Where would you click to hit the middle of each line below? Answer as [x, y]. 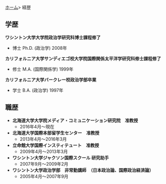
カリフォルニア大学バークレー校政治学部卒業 [51, 80]
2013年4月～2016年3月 [43, 139]
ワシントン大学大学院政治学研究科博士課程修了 [53, 37]
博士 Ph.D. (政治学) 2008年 [40, 48]
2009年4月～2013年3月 [44, 151]
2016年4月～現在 [37, 126]
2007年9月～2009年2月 [44, 164]
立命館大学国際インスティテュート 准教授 [55, 145]
